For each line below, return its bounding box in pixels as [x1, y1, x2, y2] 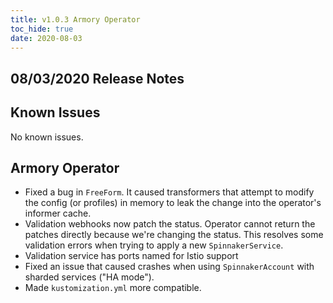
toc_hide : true [10, 24, 74, 34]
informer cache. [24, 207, 92, 220]
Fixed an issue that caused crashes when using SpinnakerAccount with [24, 261, 315, 273]
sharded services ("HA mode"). [24, 271, 155, 283]
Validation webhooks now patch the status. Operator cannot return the [24, 218, 316, 230]
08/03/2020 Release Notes [10, 70, 185, 87]
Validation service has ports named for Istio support [24, 250, 239, 262]
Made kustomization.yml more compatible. [24, 282, 202, 294]
